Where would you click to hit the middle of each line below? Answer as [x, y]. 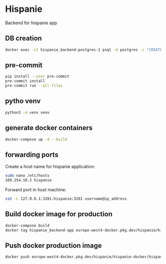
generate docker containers [49, 128]
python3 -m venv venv [27, 112]
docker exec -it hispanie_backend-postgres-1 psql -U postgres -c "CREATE [84, 50]
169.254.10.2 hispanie [28, 180]
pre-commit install [25, 81]
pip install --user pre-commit [37, 77]
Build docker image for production [59, 214]
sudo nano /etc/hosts [27, 176]
